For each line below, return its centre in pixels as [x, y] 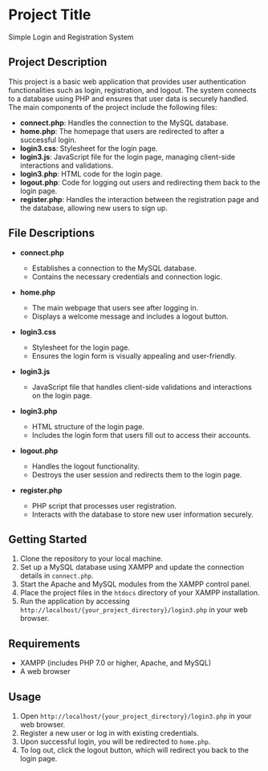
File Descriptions [51, 233]
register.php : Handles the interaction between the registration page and [139, 199]
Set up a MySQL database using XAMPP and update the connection [132, 567]
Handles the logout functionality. [86, 466]
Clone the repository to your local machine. [91, 558]
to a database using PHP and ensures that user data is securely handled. [128, 99]
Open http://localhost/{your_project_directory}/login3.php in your [136, 716]
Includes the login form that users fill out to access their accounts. [141, 435]
